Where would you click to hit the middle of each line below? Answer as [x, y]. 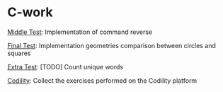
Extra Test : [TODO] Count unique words [65, 67]
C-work [30, 12]
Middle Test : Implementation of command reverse [80, 32]
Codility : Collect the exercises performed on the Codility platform [102, 80]
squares [19, 53]
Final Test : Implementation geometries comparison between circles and [111, 45]
